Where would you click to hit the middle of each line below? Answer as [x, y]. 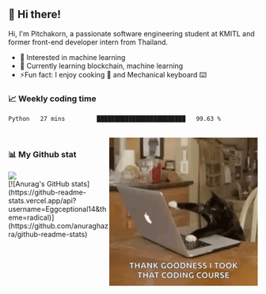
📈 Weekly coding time [52, 98]
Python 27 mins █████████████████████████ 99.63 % [115, 119]
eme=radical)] [31, 217]
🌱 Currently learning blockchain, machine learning [101, 66]
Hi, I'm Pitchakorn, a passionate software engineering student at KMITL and [131, 33]
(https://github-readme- [47, 192]
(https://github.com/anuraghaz [59, 225]
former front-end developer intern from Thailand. [88, 42]
